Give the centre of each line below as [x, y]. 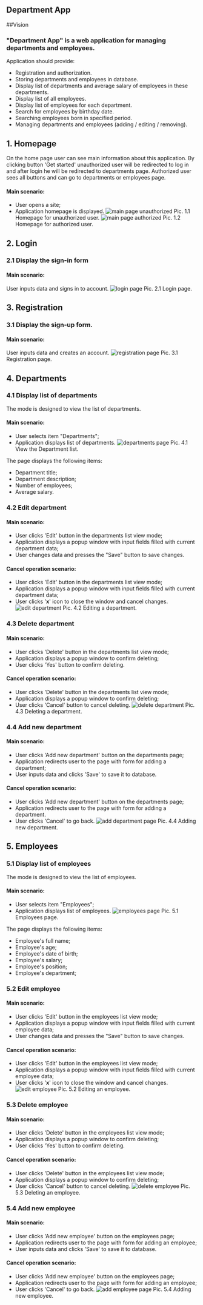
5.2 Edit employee [33, 988]
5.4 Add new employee [41, 1208]
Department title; [36, 473]
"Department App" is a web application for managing [86, 40]
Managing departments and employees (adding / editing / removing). [101, 124]
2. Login [22, 243]
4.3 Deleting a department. [48, 711]
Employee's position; [41, 966]
